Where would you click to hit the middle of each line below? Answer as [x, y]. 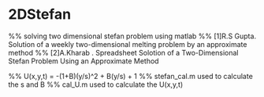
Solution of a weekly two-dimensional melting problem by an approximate [128, 44]
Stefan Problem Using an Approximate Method [84, 61]
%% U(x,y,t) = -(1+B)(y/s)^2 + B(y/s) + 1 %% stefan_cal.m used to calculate [131, 76]
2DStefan [40, 14]
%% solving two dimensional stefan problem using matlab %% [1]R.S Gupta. [132, 36]
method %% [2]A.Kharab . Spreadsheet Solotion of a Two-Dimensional [123, 52]
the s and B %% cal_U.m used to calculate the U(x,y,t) [96, 84]
